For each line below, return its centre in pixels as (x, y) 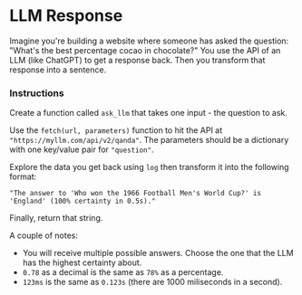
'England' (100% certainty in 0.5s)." (83, 201)
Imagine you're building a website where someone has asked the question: (149, 41)
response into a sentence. (58, 70)
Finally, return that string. (56, 218)
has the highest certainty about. (82, 262)
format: (23, 176)
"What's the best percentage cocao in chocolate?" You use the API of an (145, 50)
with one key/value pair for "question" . (82, 149)
